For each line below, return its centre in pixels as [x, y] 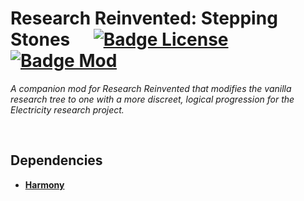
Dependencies [56, 160]
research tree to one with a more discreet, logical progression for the [152, 99]
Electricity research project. [67, 109]
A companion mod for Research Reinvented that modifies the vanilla [151, 88]
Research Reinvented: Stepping [144, 18]
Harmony [44, 184]
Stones [40, 39]
